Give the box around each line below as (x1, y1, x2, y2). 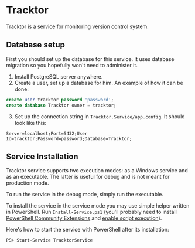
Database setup (6, 40, 66, 50)
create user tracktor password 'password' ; (6, 97, 114, 103)
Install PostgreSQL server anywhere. (14, 73, 103, 80)
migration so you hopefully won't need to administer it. (6, 62, 138, 69)
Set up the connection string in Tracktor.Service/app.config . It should (14, 113, 186, 120)
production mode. (6, 179, 49, 186)
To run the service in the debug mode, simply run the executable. (6, 191, 164, 198)
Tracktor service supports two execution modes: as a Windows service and (6, 167, 189, 174)
